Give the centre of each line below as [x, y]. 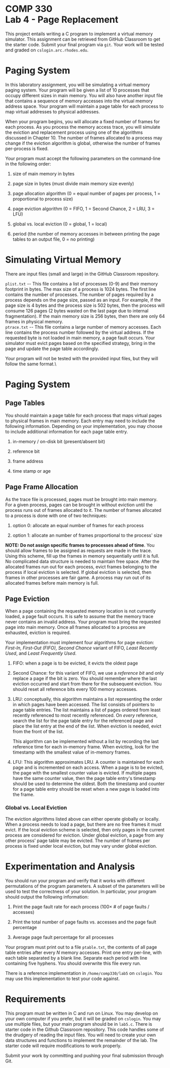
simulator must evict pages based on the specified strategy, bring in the [80, 343]
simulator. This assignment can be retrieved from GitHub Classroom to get [83, 39]
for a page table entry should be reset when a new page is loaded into [86, 789]
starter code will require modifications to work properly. [63, 1046]
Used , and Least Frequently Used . [41, 653]
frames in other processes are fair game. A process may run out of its [78, 578]
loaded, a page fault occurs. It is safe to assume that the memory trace [79, 617]
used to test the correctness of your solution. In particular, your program [81, 891]
